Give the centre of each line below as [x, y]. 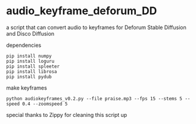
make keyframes [27, 88]
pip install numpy [29, 56]
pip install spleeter [33, 66]
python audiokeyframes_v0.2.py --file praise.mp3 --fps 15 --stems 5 [94, 98]
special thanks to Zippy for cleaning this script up [67, 115]
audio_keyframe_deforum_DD [82, 11]
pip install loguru [30, 61]
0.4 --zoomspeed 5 [45, 104]
